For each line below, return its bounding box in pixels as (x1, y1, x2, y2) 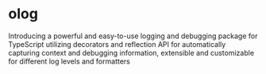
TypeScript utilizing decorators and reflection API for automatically (8, 39, 226, 49)
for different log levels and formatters (8, 56, 131, 66)
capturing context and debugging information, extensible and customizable (8, 48, 255, 57)
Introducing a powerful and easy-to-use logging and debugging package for (8, 31, 258, 41)
